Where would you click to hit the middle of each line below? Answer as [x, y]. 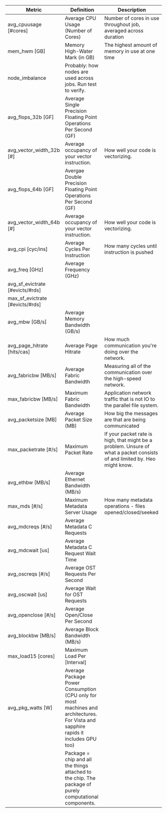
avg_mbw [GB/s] [27, 322]
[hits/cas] [19, 352]
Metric [34, 10]
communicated [122, 426]
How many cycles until [130, 246]
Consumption [81, 689]
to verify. [75, 90]
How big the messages [131, 413]
